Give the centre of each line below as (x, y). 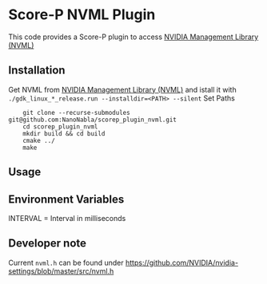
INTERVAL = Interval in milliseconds (67, 218)
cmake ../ (39, 140)
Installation (37, 71)
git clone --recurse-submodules (76, 112)
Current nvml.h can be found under (66, 262)
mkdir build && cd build (64, 133)
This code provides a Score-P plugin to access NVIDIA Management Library (133, 37)
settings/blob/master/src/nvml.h (61, 271)
